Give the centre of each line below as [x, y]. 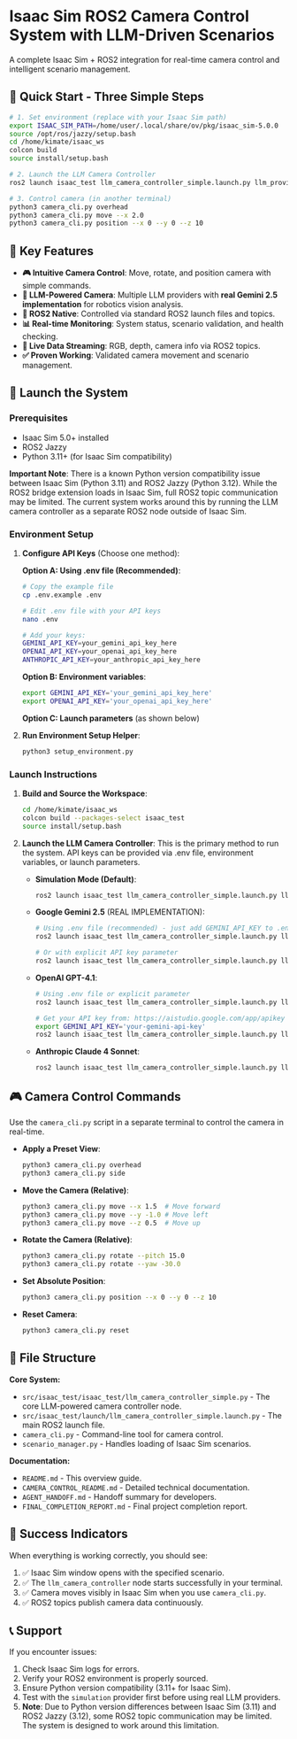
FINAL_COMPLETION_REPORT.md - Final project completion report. [135, 1506]
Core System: [35, 1380]
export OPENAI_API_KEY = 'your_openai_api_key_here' [117, 701]
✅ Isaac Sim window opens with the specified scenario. [123, 1573]
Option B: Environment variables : [84, 677]
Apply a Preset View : [61, 1149]
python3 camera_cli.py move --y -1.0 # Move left [115, 1215]
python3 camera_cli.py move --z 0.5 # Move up [111, 1223]
